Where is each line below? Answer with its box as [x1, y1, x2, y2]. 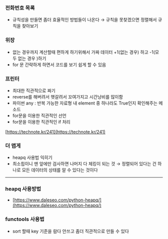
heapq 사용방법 [5, 185, 41, 192]
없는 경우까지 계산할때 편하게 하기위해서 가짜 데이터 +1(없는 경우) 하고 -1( [12, 49, 155, 55]
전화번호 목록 [5, 4, 35, 11]
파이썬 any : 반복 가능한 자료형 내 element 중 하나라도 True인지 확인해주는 [12, 100, 158, 106]
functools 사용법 [5, 216, 45, 223]
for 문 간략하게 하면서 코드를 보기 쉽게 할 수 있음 [12, 61, 106, 67]
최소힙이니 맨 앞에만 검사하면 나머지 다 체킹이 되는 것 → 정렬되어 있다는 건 [12, 161, 156, 167]
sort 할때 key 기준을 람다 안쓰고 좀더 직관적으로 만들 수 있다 [12, 228, 129, 234]
